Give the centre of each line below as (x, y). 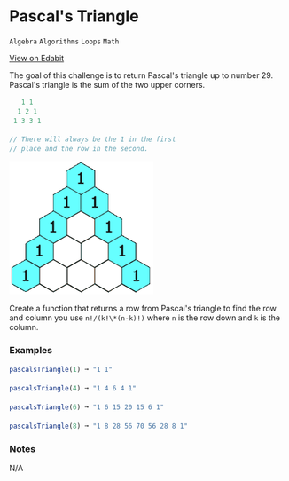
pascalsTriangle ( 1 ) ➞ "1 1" (61, 370)
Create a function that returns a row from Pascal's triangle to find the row (143, 309)
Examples (31, 351)
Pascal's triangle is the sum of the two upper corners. (107, 84)
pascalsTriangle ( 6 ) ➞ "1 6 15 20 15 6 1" (87, 407)
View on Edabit (37, 58)
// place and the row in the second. (79, 149)
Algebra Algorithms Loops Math (64, 42)
